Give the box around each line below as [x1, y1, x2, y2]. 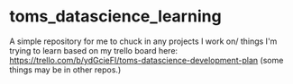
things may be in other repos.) [9, 64, 122, 75]
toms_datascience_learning [9, 6, 223, 27]
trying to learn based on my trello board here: [9, 45, 179, 55]
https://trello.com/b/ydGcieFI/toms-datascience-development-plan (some [9, 55, 284, 65]
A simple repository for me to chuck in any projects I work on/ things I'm [9, 36, 278, 46]
